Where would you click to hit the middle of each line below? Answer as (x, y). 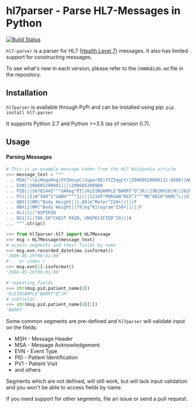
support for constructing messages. (49, 57)
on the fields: (22, 328)
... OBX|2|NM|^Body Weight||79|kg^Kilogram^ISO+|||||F (74, 207)
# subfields (20, 299)
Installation (27, 93)
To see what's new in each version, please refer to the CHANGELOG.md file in (95, 68)
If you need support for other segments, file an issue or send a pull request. (97, 399)
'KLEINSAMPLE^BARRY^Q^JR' (37, 294)
